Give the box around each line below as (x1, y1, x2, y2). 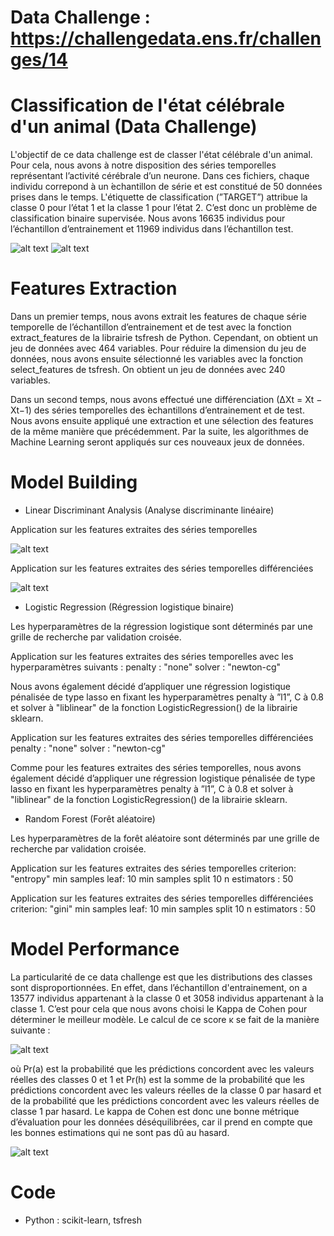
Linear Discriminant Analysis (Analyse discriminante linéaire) (24, 504, 275, 516)
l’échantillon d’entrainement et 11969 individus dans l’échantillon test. (10, 223, 294, 235)
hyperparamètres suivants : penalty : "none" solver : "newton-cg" (10, 661, 282, 673)
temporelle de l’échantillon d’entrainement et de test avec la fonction (10, 321, 292, 333)
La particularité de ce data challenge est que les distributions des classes (10, 971, 313, 983)
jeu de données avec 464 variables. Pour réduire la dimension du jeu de (10, 342, 307, 355)
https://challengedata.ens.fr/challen (10, 27, 322, 50)
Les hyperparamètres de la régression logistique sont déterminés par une (10, 621, 313, 632)
